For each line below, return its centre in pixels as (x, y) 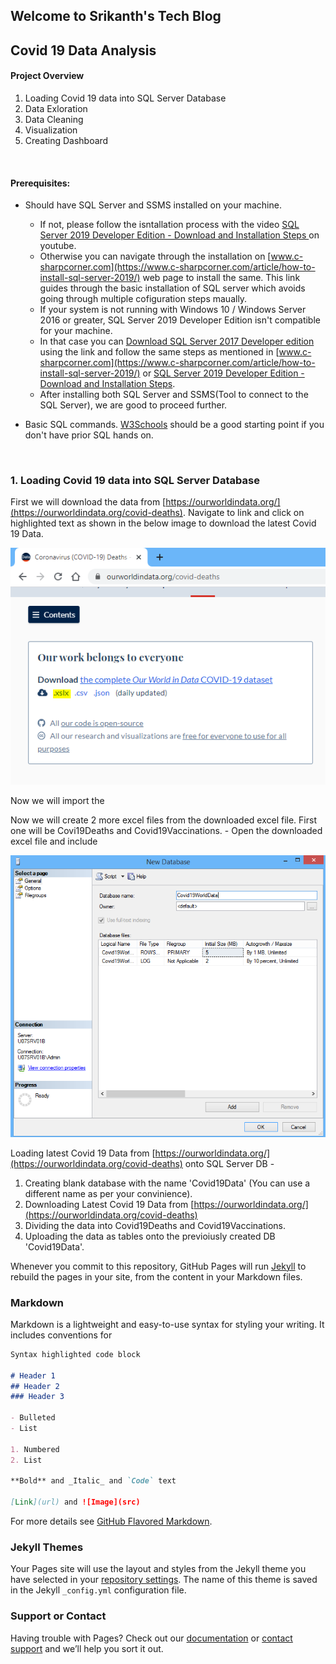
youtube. (58, 246)
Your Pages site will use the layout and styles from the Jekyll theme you (158, 1569)
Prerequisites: (40, 183)
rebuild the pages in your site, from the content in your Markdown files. (156, 1276)
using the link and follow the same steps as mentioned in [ (159, 352)
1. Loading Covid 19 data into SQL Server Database (135, 481)
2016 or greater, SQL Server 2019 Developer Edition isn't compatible (180, 320)
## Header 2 (35, 1386)
